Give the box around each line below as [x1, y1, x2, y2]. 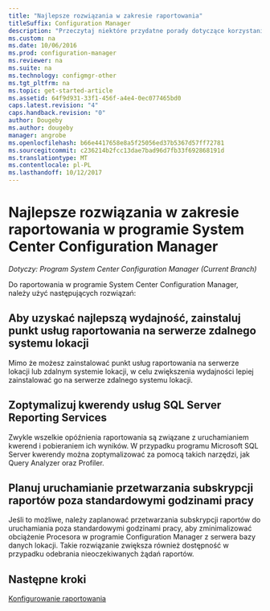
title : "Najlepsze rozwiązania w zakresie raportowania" [8, 11, 203, 20]
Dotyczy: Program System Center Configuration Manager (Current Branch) [8, 264, 257, 273]
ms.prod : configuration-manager [8, 49, 117, 57]
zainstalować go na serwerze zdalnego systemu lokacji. [8, 375, 193, 384]
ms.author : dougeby [8, 124, 74, 132]
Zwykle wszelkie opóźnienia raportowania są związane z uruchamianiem [8, 432, 249, 442]
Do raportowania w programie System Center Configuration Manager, [8, 279, 239, 289]
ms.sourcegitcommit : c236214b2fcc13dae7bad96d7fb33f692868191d [8, 146, 225, 154]
